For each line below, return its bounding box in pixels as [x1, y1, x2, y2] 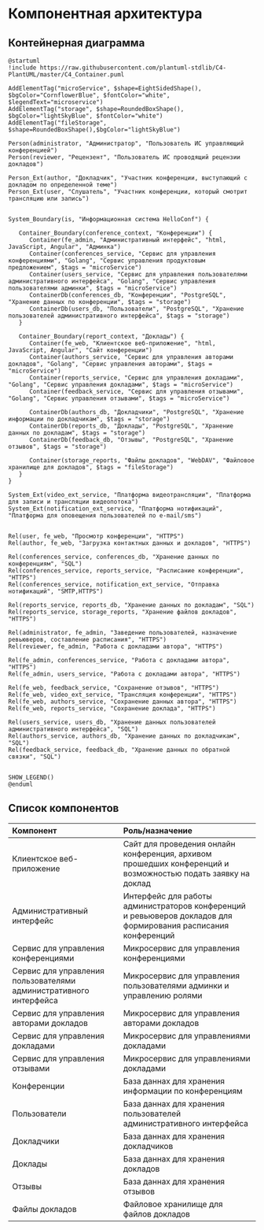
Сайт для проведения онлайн [123, 838, 236, 849]
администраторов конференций [123, 900, 246, 911]
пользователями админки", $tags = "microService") [8, 284, 178, 292]
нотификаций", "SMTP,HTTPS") [8, 587, 104, 595]
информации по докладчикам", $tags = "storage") [8, 415, 170, 423]
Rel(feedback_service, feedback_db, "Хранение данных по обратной [8, 746, 230, 754]
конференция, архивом [123, 848, 212, 859]
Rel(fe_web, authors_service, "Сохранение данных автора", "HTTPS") [8, 698, 237, 706]
